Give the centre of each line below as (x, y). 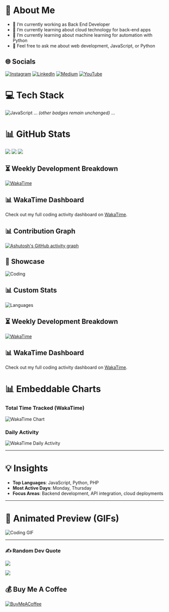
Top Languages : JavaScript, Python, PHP (56, 483)
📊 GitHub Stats (38, 134)
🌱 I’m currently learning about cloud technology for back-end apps (81, 29)
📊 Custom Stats (31, 290)
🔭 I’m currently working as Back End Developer (61, 24)
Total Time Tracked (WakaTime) (45, 408)
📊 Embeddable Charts (53, 389)
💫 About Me (30, 10)
